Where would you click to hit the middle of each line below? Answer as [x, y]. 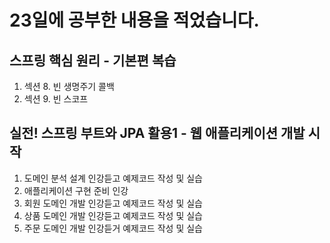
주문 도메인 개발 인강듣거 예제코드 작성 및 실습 [113, 228]
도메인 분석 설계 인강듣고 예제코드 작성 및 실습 [113, 178]
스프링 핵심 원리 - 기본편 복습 [93, 60]
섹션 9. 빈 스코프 [56, 99]
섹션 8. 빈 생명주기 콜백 [69, 86]
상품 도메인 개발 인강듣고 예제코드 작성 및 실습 [113, 215]
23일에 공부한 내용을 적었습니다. [134, 20]
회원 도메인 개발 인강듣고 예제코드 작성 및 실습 [113, 203]
